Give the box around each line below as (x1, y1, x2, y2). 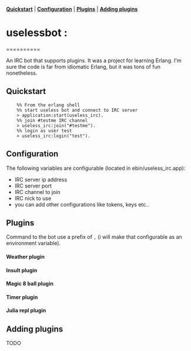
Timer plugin (6, 293, 38, 300)
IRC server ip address (14, 176, 68, 183)
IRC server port (14, 182, 52, 189)
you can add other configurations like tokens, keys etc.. (14, 200, 149, 208)
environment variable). (6, 240, 61, 247)
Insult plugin (6, 266, 38, 273)
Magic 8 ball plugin (6, 280, 54, 288)
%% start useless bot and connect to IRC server (16, 107, 138, 113)
